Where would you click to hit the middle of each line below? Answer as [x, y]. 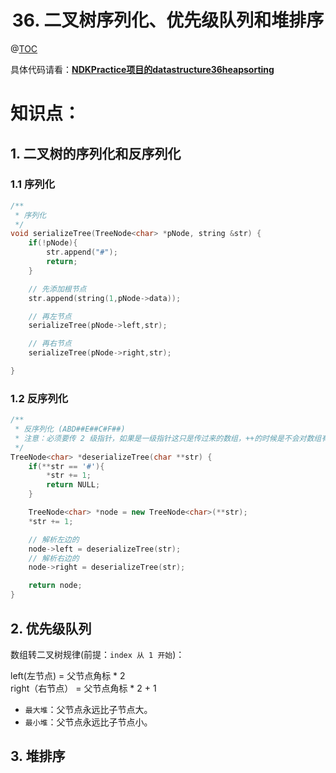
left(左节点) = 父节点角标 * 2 [68, 675]
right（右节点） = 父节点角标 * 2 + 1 [83, 688]
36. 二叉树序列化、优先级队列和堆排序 [168, 20]
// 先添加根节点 [57, 289]
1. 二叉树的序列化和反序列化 [96, 153]
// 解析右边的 [54, 558]
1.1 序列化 [33, 184]
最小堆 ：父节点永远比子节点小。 [88, 722]
